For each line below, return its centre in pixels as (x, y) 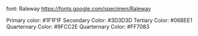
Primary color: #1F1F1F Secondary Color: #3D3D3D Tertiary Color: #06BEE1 (99, 20)
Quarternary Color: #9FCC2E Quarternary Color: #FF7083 (78, 27)
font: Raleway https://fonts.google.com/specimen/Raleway (79, 9)
